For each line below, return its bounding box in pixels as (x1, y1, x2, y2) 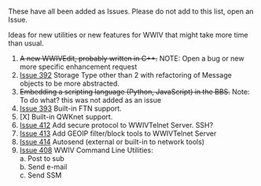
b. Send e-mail (19, 162, 68, 171)
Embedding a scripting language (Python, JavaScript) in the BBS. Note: (19, 87, 250, 97)
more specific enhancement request (19, 62, 138, 71)
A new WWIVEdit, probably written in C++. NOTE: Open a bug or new (19, 54, 244, 63)
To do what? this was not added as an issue (19, 96, 162, 104)
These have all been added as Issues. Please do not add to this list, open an (8, 7, 254, 16)
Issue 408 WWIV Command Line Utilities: (19, 145, 153, 155)
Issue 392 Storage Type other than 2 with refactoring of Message (19, 71, 232, 79)
